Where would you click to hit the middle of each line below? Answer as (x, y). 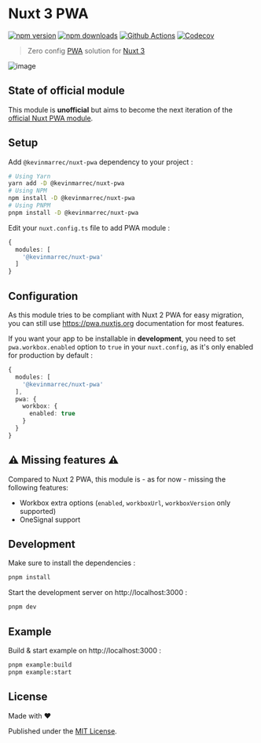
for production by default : (50, 355)
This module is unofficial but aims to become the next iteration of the (121, 109)
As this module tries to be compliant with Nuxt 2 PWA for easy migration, (126, 315)
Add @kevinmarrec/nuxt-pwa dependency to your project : (101, 161)
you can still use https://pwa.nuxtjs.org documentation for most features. (126, 323)
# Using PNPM (29, 205)
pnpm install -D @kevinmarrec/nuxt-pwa (74, 213)
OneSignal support (50, 519)
